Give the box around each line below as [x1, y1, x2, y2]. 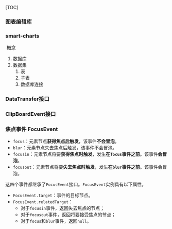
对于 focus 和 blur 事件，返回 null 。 [20, 218, 92, 224]
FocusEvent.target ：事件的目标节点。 [12, 192, 93, 199]
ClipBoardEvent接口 [5, 111, 56, 118]
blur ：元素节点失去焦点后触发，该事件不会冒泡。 [12, 145, 117, 151]
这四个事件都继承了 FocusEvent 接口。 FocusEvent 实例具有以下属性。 [5, 181, 147, 187]
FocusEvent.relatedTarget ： [12, 199, 73, 205]
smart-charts [5, 32, 40, 39]
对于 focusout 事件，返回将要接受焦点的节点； [20, 212, 116, 218]
